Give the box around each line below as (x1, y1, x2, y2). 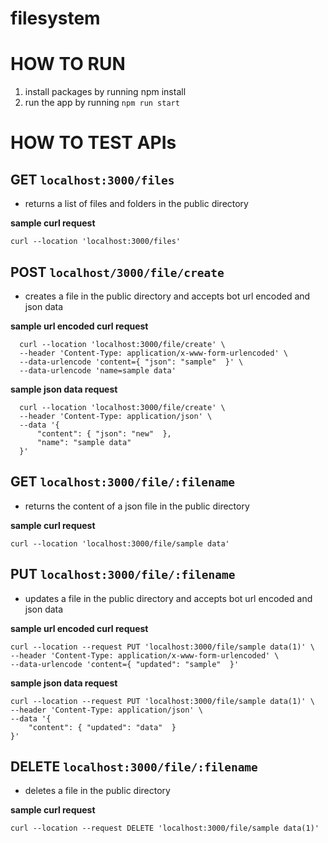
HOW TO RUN (10, 53, 126, 76)
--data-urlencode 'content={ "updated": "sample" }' (10, 659, 240, 669)
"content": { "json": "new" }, (36, 428, 172, 439)
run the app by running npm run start (24, 97, 180, 109)
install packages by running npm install (24, 86, 187, 98)
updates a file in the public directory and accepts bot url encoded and (24, 592, 313, 604)
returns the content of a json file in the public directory (24, 500, 250, 512)
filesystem (10, 7, 101, 30)
